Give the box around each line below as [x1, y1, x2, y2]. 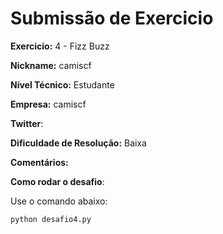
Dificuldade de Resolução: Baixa [10, 137, 147, 149]
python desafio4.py [10, 214, 92, 224]
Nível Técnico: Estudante [10, 78, 115, 91]
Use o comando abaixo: [10, 195, 108, 207]
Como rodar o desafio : [10, 175, 105, 187]
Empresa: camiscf [10, 98, 87, 110]
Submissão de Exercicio [10, 7, 214, 30]
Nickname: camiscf [10, 59, 92, 71]
